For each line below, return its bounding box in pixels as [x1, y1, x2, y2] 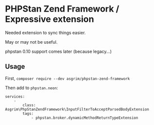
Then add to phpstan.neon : [5, 85, 58, 91]
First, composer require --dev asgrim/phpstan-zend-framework [5, 75, 130, 81]
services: [5, 94, 25, 99]
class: [22, 103, 36, 108]
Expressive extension [5, 14, 94, 25]
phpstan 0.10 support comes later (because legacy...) [5, 48, 112, 54]
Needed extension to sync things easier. [5, 30, 86, 35]
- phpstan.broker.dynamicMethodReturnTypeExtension [31, 115, 138, 120]
